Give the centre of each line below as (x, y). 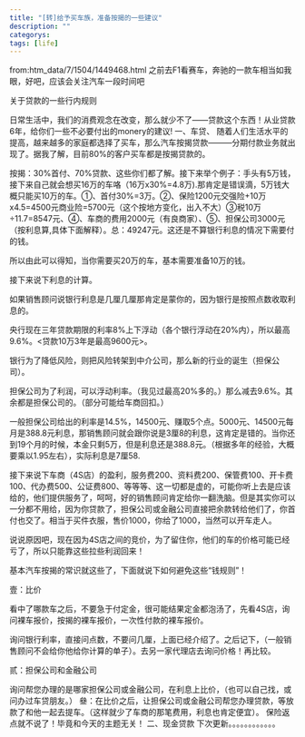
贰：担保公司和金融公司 (53, 670)
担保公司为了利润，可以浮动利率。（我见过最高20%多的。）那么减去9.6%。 (148, 391)
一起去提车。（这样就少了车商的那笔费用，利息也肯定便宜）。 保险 (161, 712)
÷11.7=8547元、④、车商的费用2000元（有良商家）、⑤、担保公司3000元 (148, 219)
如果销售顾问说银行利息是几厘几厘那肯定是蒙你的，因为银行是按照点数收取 (148, 300)
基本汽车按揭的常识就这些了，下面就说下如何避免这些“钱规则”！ (128, 570)
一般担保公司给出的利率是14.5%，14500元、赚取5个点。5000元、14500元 (148, 422)
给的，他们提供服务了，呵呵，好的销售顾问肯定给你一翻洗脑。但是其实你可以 (152, 498)
